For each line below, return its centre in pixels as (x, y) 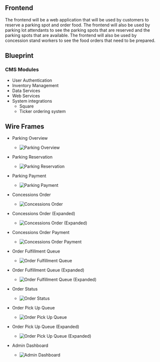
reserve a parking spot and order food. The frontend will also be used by (78, 25)
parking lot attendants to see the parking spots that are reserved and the (78, 30)
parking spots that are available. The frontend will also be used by (71, 35)
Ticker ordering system (43, 111)
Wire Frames (25, 126)
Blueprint (19, 56)
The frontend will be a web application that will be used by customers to (77, 19)
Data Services (26, 90)
